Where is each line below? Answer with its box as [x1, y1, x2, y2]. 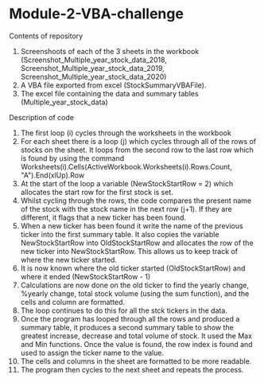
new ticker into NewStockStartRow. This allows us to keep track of [20, 246, 238, 255]
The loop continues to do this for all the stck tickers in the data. [20, 306, 227, 315]
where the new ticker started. [20, 255, 118, 264]
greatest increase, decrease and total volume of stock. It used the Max [20, 331, 253, 341]
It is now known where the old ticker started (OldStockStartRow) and [20, 263, 246, 273]
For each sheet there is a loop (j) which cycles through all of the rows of [20, 136, 257, 146]
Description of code [9, 112, 75, 122]
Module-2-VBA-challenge [9, 5, 184, 23]
